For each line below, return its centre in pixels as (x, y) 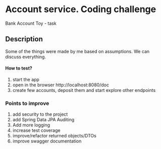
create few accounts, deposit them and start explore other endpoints (84, 90)
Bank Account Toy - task (31, 23)
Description (24, 39)
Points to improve (27, 103)
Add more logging (31, 125)
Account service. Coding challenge (81, 9)
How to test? (19, 68)
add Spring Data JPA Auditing (43, 120)
